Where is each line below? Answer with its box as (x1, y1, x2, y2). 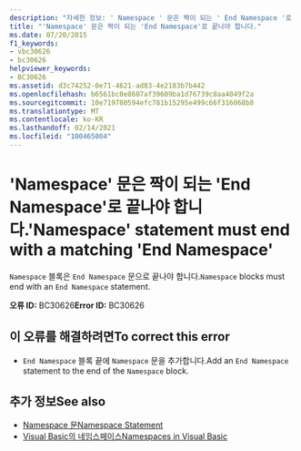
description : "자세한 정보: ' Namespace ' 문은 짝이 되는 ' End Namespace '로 (9, 13, 293, 23)
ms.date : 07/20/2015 (9, 30, 88, 39)
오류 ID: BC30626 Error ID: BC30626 (9, 300, 145, 311)
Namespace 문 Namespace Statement (22, 420, 164, 431)
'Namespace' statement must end (27, 220, 291, 241)
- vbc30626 (9, 47, 51, 56)
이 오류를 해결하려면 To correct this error (9, 329, 230, 344)
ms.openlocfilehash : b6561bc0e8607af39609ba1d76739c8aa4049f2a (9, 89, 255, 98)
